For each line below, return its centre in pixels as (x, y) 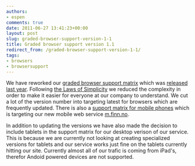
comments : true (25, 22)
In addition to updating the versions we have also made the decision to (92, 126)
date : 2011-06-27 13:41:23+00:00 (47, 28)
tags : (13, 55)
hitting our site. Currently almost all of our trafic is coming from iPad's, (91, 151)
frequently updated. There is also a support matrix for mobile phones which (98, 108)
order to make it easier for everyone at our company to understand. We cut (97, 95)
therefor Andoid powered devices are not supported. (70, 157)
